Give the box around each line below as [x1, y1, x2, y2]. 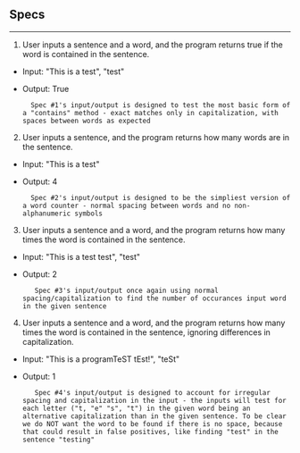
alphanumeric [21, 209, 71, 218]
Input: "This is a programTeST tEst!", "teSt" [21, 353, 180, 365]
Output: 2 [21, 268, 58, 280]
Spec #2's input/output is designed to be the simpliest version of [30, 193, 291, 202]
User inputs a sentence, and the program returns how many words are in [21, 131, 290, 142]
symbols [74, 209, 103, 218]
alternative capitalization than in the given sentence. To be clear [21, 411, 287, 421]
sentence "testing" [21, 435, 96, 444]
